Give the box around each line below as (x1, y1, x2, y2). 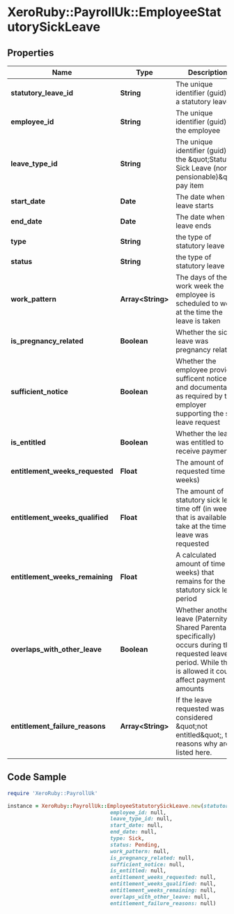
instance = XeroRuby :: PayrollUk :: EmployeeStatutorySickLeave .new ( (7, 802, 204, 809)
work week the (175, 281, 224, 291)
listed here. (175, 748, 212, 757)
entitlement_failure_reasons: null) (110, 899, 217, 907)
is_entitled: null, (110, 867, 167, 874)
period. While (175, 658, 219, 667)
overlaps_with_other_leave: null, (110, 893, 210, 900)
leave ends (175, 221, 212, 231)
